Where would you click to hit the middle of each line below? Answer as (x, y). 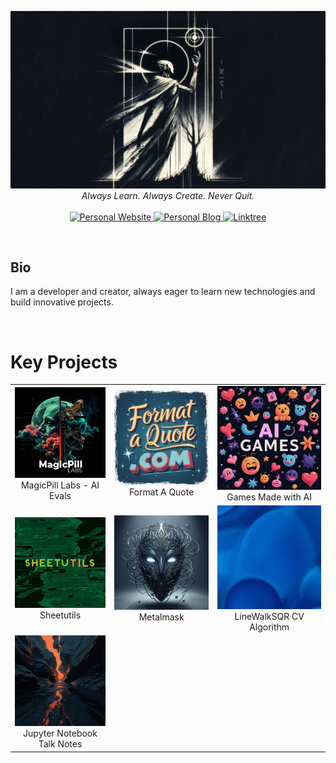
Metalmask (161, 617)
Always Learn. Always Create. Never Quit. (168, 195)
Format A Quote (161, 492)
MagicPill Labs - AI (60, 485)
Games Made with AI (269, 497)
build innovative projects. (62, 302)
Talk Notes (60, 744)
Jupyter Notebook (60, 733)
